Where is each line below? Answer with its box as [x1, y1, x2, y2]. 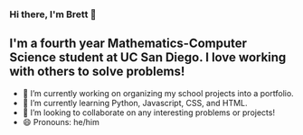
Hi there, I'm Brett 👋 [9, 8, 97, 21]
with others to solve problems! [9, 64, 185, 79]
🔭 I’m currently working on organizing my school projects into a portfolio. [22, 87, 294, 98]
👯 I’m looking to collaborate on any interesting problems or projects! [22, 107, 276, 118]
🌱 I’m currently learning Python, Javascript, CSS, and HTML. [22, 97, 248, 108]
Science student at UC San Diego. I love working [9, 49, 287, 66]
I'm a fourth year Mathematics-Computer [9, 36, 247, 51]
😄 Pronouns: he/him [22, 116, 99, 127]
